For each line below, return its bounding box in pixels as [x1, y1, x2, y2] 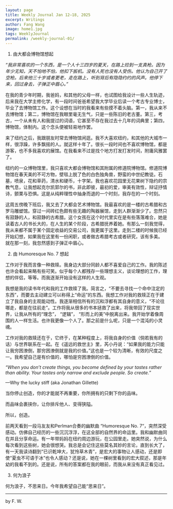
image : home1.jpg [5, 27, 43, 32]
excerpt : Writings [5, 17, 45, 22]
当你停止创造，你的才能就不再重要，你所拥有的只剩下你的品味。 [5, 390, 140, 396]
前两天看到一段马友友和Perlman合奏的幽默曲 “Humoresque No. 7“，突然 [5, 422, 158, 429]
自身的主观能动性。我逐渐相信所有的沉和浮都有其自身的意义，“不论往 [18, 298, 165, 304]
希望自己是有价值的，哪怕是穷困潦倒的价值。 [18, 354, 113, 360]
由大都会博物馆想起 [12, 51, 54, 57]
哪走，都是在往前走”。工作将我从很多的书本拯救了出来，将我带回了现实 [5, 304, 156, 311]
